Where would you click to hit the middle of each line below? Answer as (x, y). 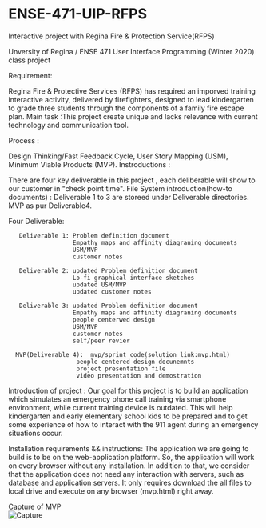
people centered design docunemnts (135, 362)
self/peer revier (101, 341)
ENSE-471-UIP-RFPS (78, 14)
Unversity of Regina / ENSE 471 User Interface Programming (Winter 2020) (131, 51)
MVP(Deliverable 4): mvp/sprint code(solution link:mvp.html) (123, 354)
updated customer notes (112, 292)
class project (30, 60)
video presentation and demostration (139, 376)
